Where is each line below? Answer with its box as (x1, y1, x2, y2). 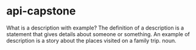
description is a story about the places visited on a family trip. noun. (6, 37, 177, 44)
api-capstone (6, 4, 76, 18)
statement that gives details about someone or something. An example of (6, 30, 190, 37)
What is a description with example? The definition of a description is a (6, 24, 184, 31)
